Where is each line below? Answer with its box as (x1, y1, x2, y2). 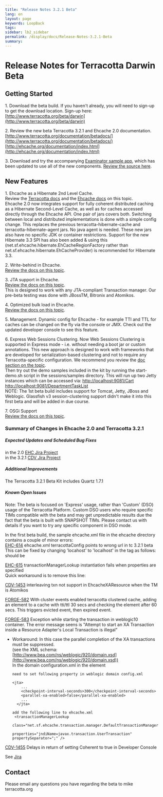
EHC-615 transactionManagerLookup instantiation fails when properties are (5, 562, 157, 568)
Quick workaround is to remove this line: (5, 572, 86, 579)
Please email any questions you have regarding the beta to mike (5, 781, 133, 787)
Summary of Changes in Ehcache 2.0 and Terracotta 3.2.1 (5, 425, 144, 432)
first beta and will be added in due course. (5, 398, 90, 404)
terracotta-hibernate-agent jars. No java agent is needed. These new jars (5, 227, 152, 232)
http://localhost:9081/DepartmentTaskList (5, 383, 89, 389)
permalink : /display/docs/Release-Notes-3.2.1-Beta (5, 35, 112, 40)
